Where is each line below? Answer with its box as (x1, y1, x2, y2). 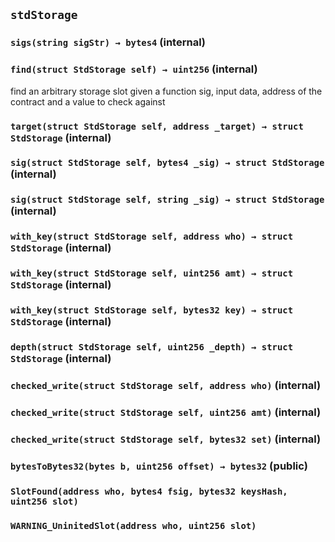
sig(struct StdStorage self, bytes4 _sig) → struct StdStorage (10, 157, 325, 169)
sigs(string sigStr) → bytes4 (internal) (10, 35, 207, 49)
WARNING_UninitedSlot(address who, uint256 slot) (10, 520, 257, 531)
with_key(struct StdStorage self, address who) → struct (10, 231, 294, 243)
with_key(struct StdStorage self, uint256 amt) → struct (10, 268, 294, 279)
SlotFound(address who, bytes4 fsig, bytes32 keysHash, (10, 485, 288, 497)
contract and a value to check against (10, 95, 166, 108)
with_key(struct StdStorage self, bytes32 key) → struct (10, 305, 294, 316)
